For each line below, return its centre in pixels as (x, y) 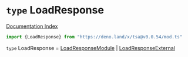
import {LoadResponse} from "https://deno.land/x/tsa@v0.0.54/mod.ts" (94, 37)
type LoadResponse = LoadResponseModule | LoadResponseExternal (90, 48)
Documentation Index (32, 26)
